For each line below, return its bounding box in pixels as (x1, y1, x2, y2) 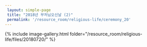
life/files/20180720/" (5, 36, 48, 42)
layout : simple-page (7, 7, 51, 13)
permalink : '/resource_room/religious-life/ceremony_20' (7, 17, 131, 22)
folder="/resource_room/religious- (69, 31, 143, 37)
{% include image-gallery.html (5, 31, 69, 37)
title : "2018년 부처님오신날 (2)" (7, 12, 73, 17)
